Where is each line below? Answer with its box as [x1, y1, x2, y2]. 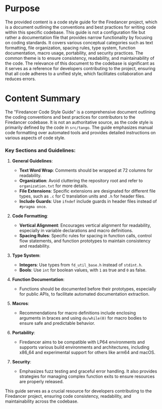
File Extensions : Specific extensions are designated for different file [19, 188, 156, 194]
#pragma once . [19, 204, 47, 210]
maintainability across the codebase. [5, 398, 79, 404]
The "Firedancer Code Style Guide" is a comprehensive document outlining [5, 109, 156, 115]
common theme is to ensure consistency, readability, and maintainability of [5, 55, 155, 61]
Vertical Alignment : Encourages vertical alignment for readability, [19, 222, 151, 229]
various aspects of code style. [5, 135, 65, 141]
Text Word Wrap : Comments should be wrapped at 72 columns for [19, 167, 153, 173]
